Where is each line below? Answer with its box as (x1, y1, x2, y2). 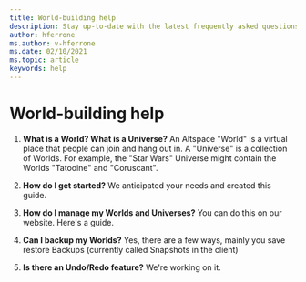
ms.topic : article (9, 55, 79, 65)
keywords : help (9, 65, 67, 74)
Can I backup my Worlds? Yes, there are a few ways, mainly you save (22, 234, 286, 246)
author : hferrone (9, 30, 76, 39)
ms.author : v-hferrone (9, 38, 96, 48)
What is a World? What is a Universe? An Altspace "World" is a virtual (22, 133, 289, 144)
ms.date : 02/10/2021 (9, 47, 88, 56)
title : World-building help (9, 13, 117, 23)
